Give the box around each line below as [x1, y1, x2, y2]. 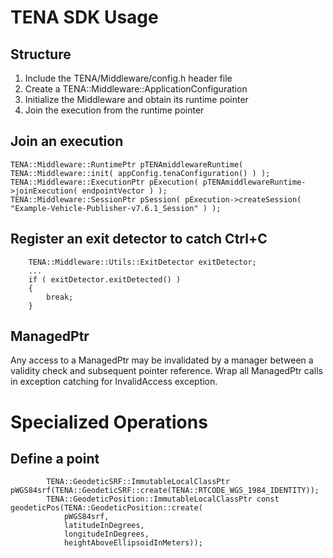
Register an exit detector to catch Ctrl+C [10, 231, 268, 248]
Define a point [10, 451, 100, 468]
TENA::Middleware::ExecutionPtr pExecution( [10, 177, 199, 187]
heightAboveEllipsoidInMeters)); [63, 538, 203, 548]
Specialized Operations [10, 411, 208, 433]
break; [46, 292, 74, 302]
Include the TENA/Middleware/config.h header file [24, 72, 233, 84]
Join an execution [10, 133, 124, 150]
